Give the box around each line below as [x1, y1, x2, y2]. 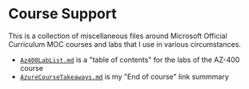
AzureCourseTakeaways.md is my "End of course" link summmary [19, 72, 230, 81]
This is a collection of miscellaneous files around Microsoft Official [8, 31, 228, 41]
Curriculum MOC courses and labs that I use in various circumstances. [8, 39, 242, 48]
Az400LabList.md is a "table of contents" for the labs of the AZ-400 [19, 55, 240, 64]
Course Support [8, 5, 118, 23]
